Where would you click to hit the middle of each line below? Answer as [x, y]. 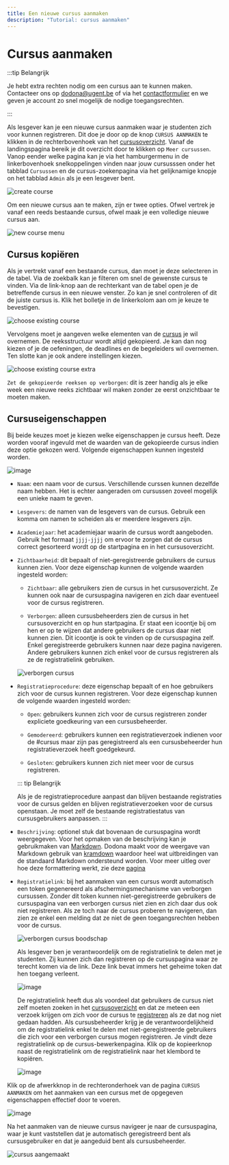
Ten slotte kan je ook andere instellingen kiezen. [75, 356]
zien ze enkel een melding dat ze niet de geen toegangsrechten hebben [118, 918]
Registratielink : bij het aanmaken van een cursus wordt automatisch [115, 881]
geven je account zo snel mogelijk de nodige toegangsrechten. [96, 101]
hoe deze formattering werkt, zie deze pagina [81, 868]
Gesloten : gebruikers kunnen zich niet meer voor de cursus [110, 763]
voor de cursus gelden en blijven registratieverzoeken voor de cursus [115, 804]
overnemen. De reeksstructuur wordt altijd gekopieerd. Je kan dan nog [107, 341]
